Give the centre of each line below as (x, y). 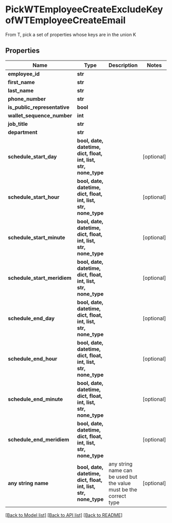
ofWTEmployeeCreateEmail (66, 20)
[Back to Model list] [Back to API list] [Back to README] (64, 515)
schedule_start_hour (34, 197)
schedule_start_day (33, 157)
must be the (123, 490)
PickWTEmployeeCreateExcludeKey (84, 9)
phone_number (27, 99)
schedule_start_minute (37, 237)
